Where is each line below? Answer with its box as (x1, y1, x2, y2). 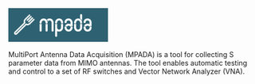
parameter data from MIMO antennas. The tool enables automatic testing (8, 59, 248, 68)
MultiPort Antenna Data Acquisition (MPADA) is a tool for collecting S (8, 50, 234, 59)
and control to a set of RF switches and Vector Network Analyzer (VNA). (8, 67, 245, 76)
